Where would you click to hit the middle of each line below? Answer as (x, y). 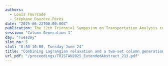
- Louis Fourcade (28, 14)
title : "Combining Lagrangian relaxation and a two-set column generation (85, 51)
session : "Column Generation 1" (39, 33)
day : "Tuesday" (21, 38)
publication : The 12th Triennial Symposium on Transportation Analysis (81, 28)
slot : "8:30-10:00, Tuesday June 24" (44, 47)
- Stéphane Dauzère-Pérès (37, 19)
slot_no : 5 (16, 42)
